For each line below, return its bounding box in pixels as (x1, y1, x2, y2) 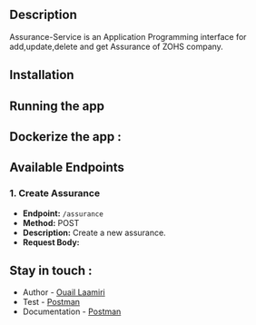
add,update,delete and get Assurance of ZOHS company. (9, 41, 224, 52)
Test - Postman (22, 297, 80, 308)
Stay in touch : (9, 263, 93, 279)
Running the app (9, 98, 104, 113)
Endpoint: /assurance (22, 208, 104, 219)
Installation (9, 67, 74, 83)
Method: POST (22, 217, 80, 228)
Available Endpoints (9, 160, 125, 175)
